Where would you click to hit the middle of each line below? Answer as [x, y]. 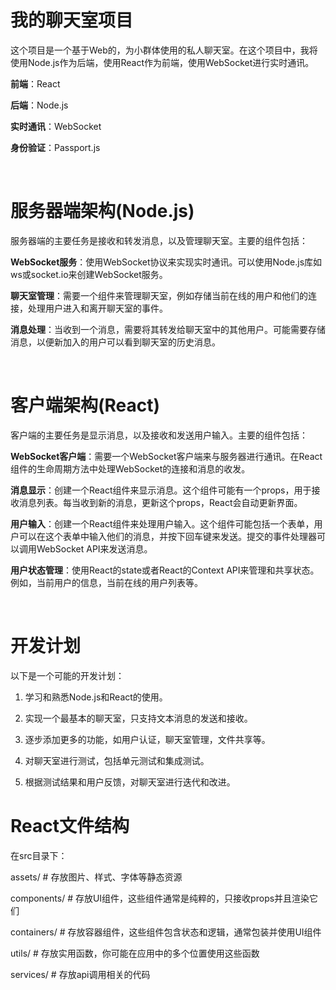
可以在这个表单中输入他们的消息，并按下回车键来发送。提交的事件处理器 [167, 536]
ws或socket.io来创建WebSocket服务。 [89, 274]
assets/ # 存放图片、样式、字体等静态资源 [96, 877]
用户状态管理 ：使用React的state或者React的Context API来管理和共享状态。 [165, 570]
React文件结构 [70, 825]
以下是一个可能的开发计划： [67, 675]
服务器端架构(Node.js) [102, 211]
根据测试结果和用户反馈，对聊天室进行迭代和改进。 [130, 782]
